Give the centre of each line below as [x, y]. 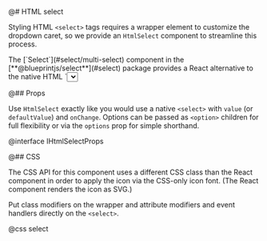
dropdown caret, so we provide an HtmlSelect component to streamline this [133, 36]
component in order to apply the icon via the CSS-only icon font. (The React [133, 181]
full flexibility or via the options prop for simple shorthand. [104, 126]
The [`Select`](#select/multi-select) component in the [96, 60]
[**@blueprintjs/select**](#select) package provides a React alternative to [131, 68]
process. [23, 44]
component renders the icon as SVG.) [70, 189]
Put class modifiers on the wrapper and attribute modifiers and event [122, 205]
